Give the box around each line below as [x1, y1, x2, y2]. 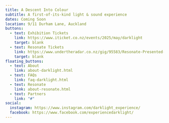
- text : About [10, 63, 39, 68]
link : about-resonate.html [14, 86, 71, 92]
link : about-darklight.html [14, 68, 73, 73]
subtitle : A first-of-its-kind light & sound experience [5, 12, 127, 17]
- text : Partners [10, 91, 46, 96]
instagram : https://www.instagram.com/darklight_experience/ [10, 105, 141, 110]
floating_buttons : [5, 59, 44, 64]
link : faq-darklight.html [14, 77, 69, 82]
